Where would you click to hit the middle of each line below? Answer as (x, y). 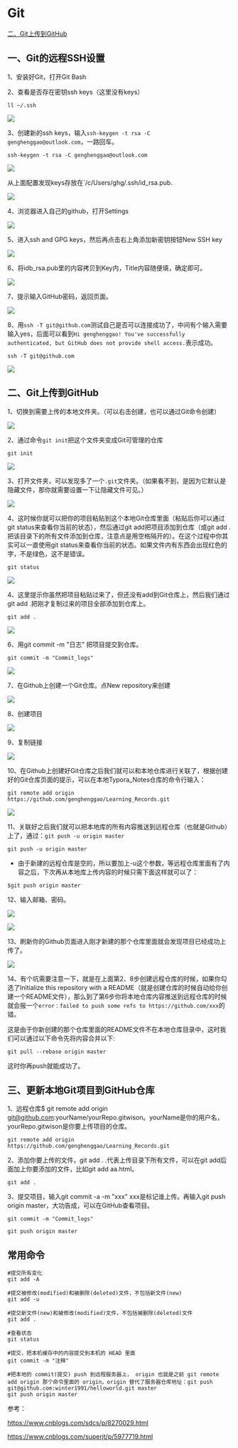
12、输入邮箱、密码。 (39, 899)
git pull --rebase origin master (57, 1052)
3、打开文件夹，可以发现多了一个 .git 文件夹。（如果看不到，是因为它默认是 (117, 481)
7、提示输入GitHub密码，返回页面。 (60, 296)
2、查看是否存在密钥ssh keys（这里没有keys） (76, 92)
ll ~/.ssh (22, 105)
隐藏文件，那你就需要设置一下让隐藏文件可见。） (77, 489)
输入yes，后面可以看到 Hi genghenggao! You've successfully (96, 334)
